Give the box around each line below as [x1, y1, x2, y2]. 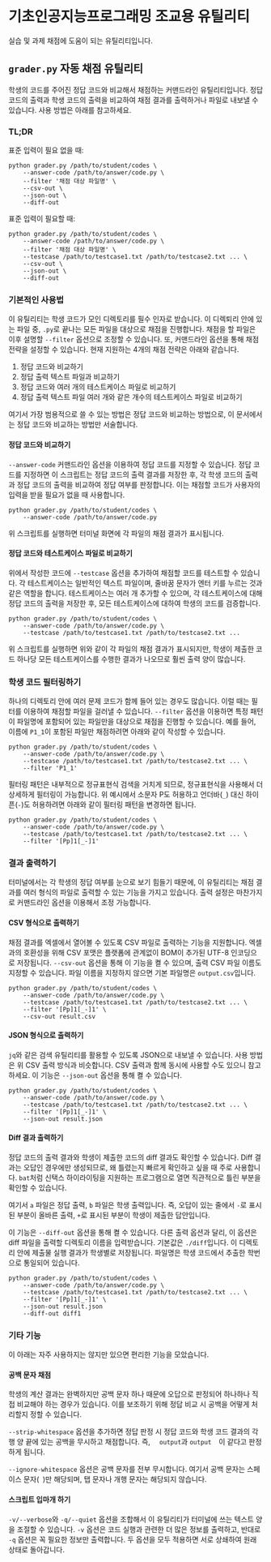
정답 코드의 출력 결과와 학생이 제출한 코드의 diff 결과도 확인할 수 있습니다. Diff [8, 1152, 253, 1162]
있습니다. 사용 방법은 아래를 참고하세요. [8, 105, 132, 114]
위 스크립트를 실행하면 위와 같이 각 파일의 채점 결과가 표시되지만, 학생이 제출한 [8, 644, 255, 654]
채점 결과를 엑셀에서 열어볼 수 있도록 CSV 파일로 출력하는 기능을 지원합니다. [8, 938, 248, 947]
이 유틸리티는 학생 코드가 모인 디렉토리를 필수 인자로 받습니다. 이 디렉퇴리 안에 [8, 314, 255, 324]
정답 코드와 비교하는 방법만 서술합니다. [16, 419, 138, 430]
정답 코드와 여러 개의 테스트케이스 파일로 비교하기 [19, 382, 176, 392]
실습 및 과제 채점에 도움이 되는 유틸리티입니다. [8, 36, 154, 45]
